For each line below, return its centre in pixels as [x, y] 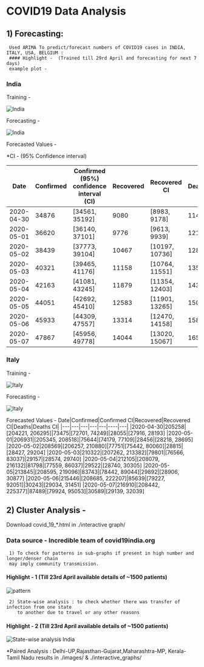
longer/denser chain [32, 558]
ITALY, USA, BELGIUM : [35, 53]
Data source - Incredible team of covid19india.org [81, 541]
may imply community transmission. [54, 564]
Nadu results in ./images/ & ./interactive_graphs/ [81, 658]
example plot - [28, 69]
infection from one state [39, 607]
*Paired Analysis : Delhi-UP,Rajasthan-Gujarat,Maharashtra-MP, [87, 651]
